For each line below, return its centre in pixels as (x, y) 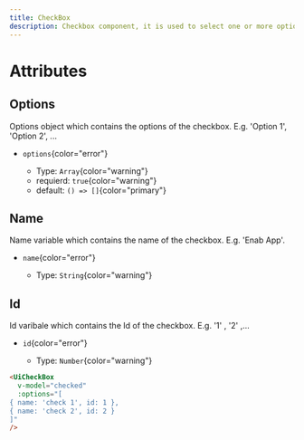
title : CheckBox (40, 18)
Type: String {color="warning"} (94, 275)
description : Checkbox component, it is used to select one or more (141, 26)
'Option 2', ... (33, 136)
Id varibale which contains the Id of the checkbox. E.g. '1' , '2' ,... (130, 326)
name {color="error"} (59, 258)
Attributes (48, 71)
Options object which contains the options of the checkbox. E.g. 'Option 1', (148, 126)
